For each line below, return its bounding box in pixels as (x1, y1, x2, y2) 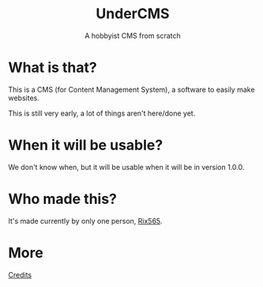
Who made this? (8, 191, 117, 208)
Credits (8, 270, 32, 279)
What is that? (8, 59, 97, 77)
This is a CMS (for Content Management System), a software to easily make (8, 85, 255, 94)
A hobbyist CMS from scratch (84, 31, 182, 40)
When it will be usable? (8, 136, 163, 154)
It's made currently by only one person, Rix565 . (8, 216, 163, 225)
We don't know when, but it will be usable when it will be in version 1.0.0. (8, 162, 245, 172)
